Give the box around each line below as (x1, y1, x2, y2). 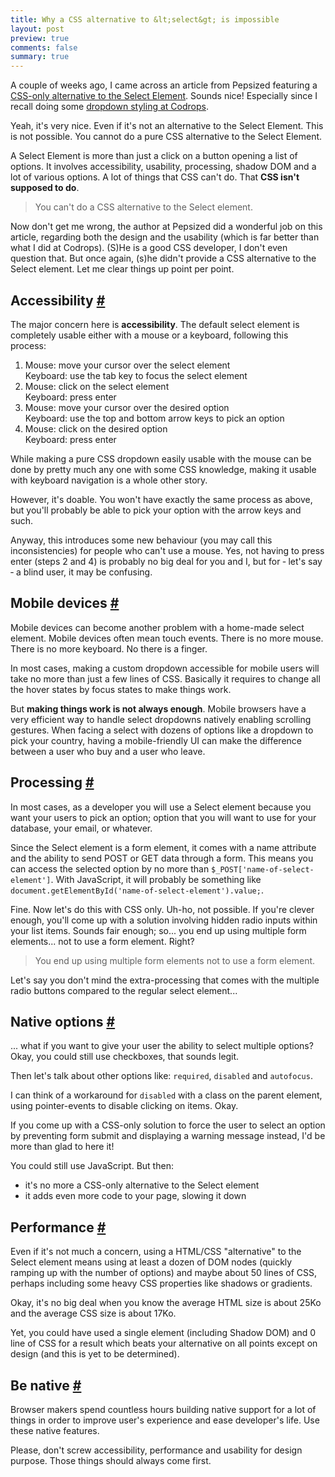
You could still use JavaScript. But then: (10, 1160, 174, 1172)
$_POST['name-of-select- (211, 864, 315, 875)
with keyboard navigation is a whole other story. (10, 474, 208, 486)
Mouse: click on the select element (24, 380, 170, 392)
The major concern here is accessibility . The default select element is (10, 318, 300, 330)
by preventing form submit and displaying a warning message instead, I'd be (10, 1130, 326, 1142)
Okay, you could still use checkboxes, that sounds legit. (10, 1051, 240, 1063)
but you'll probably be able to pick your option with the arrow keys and (10, 504, 302, 516)
